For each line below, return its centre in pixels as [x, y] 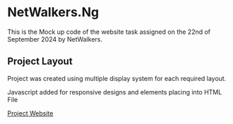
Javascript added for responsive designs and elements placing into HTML [115, 92]
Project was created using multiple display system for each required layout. [117, 78]
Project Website [30, 113]
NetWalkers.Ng [53, 12]
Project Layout [40, 62]
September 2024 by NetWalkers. [55, 39]
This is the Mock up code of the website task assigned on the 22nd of [109, 32]
